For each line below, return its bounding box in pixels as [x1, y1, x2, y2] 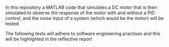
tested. [5, 20, 21, 27]
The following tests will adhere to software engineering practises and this [5, 31, 161, 36]
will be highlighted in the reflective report [5, 36, 92, 42]
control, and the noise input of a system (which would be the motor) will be [5, 15, 164, 21]
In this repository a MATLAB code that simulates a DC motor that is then [5, 5, 158, 10]
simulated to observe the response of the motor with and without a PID [5, 10, 155, 16]
